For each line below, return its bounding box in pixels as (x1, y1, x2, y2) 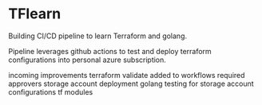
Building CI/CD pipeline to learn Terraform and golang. (8, 31, 188, 41)
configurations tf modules (8, 87, 93, 96)
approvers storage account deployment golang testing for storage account (8, 79, 254, 88)
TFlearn (8, 5, 62, 23)
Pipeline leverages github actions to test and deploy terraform (8, 46, 212, 56)
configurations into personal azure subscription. (8, 55, 166, 64)
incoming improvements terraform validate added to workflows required (8, 70, 245, 80)
